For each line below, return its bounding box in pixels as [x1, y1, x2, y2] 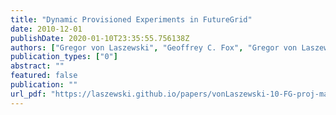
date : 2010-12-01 [10, 24, 83, 34]
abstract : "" [10, 61, 65, 71]
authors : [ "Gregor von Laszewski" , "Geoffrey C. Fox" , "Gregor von [10, 42, 298, 53]
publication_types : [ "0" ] [10, 52, 118, 62]
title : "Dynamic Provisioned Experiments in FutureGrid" [10, 14, 253, 25]
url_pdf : [10, 89, 47, 99]
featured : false [10, 71, 78, 81]
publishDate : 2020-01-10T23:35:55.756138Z [10, 33, 190, 43]
